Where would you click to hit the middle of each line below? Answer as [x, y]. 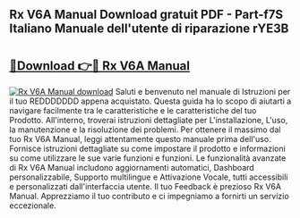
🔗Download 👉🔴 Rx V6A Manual [100, 66]
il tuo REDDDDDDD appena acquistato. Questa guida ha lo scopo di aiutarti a [150, 101]
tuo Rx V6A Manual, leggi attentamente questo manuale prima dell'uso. [140, 139]
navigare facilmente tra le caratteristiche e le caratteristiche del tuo [133, 110]
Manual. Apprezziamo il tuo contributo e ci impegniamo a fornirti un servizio [149, 196]
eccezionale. [33, 205]
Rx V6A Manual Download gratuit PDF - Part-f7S [146, 15]
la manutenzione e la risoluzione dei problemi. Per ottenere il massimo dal [145, 130]
